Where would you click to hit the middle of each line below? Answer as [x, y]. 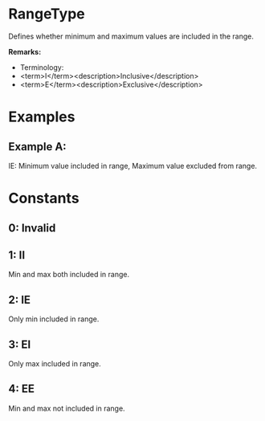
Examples [42, 117]
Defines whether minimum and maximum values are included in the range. [131, 36]
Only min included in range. [54, 319]
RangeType [47, 14]
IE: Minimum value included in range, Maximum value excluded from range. [133, 166]
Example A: [37, 147]
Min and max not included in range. [67, 408]
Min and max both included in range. [69, 275]
